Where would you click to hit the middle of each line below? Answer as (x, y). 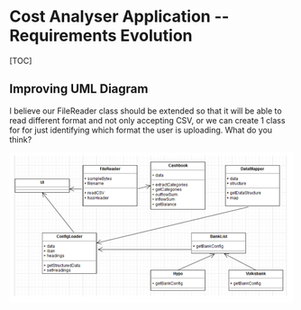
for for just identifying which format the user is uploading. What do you (141, 130)
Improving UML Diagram (79, 89)
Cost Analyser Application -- (119, 17)
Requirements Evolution (101, 36)
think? (21, 139)
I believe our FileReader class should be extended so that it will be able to (146, 111)
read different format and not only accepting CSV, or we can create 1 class (147, 120)
